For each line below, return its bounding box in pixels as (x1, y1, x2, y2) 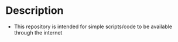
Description (5, 4, 64, 17)
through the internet (13, 29, 63, 36)
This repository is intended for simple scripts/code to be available (13, 23, 173, 30)
